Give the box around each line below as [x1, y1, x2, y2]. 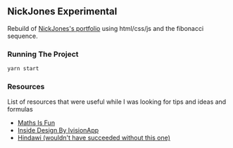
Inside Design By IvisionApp [17, 126, 99, 135]
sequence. [7, 32, 39, 40]
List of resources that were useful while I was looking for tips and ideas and [7, 97, 227, 106]
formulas [7, 105, 33, 114]
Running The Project [7, 49, 79, 59]
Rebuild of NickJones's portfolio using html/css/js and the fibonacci [7, 24, 204, 32]
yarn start [7, 65, 39, 72]
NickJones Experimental [7, 6, 118, 18]
